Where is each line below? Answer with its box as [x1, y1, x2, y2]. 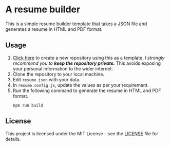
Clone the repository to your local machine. [12, 71, 104, 77]
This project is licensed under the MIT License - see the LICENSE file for [5, 130, 158, 137]
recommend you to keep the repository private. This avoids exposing [12, 60, 161, 66]
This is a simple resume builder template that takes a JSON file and [5, 21, 147, 27]
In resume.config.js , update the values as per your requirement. [12, 82, 149, 88]
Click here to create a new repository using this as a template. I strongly [12, 54, 165, 61]
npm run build [12, 103, 43, 108]
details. [5, 136, 21, 142]
